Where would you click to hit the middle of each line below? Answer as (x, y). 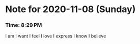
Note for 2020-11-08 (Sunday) (71, 9)
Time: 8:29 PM (24, 25)
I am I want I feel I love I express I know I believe (56, 36)
